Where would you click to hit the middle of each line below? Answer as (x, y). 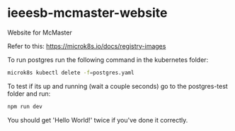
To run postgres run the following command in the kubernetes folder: (108, 60)
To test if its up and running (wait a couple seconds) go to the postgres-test (117, 86)
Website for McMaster (40, 32)
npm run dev (25, 106)
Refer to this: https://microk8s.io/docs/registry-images (87, 46)
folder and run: (29, 94)
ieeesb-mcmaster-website (87, 13)
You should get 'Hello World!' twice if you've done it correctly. (98, 120)
